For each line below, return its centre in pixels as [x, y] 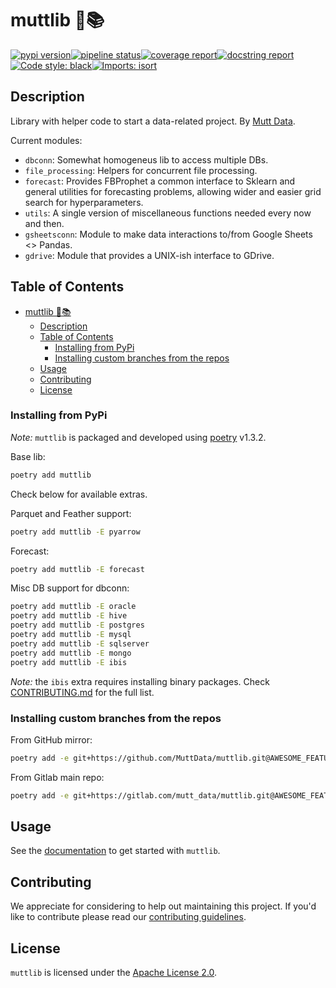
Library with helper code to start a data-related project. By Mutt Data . [153, 121]
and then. [44, 223]
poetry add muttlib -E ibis [69, 662]
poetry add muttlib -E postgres [77, 625]
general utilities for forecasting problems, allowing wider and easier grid [173, 191]
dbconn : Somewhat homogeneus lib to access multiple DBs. [146, 159]
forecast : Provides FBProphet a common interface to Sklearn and [160, 181]
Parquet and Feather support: [71, 513]
